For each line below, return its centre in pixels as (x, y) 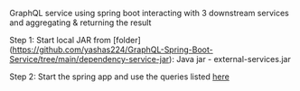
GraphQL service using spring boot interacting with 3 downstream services (149, 13)
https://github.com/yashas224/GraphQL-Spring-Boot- (113, 50)
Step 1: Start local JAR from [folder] (75, 40)
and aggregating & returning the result (80, 23)
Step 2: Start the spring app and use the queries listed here (120, 77)
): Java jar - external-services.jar (230, 59)
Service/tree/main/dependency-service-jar (89, 59)
